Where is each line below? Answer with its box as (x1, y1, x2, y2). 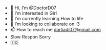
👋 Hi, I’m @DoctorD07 (10, 5, 56, 11)
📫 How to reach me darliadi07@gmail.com (10, 27, 101, 32)
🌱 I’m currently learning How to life (10, 16, 83, 21)
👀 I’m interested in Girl (10, 10, 57, 16)
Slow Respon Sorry (10, 34, 51, 40)
